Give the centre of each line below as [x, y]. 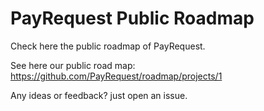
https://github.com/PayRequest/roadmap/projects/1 [116, 76]
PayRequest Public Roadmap [132, 18]
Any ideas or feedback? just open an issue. [99, 95]
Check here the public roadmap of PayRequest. [108, 46]
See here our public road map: [73, 65]
